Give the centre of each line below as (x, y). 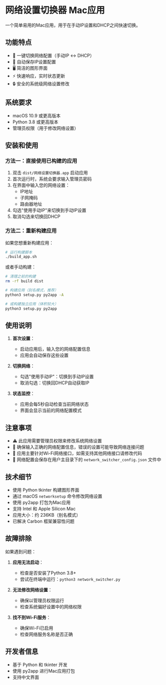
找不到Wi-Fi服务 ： (32, 617)
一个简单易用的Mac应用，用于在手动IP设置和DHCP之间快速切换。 (73, 25)
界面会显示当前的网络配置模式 (51, 410)
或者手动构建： (21, 267)
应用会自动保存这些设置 (44, 355)
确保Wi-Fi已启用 (37, 628)
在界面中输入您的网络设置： (41, 185)
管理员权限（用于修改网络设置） (45, 128)
